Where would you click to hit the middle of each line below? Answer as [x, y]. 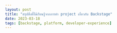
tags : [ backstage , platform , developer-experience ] [58, 23]
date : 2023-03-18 [23, 18]
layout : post [18, 9]
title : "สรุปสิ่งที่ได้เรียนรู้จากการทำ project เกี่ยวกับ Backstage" [59, 14]
